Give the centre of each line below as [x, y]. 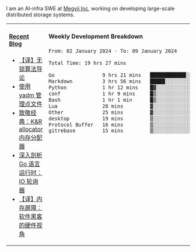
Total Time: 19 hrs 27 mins [87, 63]
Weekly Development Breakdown [96, 36]
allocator [31, 129]
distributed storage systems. [40, 15]
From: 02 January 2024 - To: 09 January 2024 [113, 51]
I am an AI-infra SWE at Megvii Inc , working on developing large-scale [90, 8]
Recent [19, 36]
